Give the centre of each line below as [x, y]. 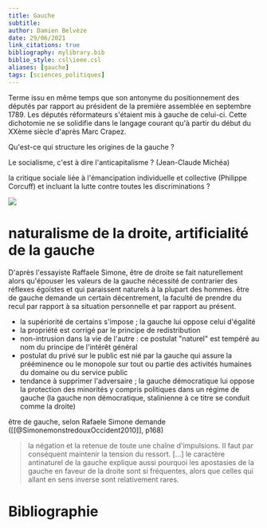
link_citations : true [44, 45]
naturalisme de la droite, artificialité [128, 233]
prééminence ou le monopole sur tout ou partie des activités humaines [136, 364]
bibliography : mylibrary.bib [57, 53]
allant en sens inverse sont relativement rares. [103, 479]
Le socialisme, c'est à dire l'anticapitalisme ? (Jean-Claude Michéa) [119, 162]
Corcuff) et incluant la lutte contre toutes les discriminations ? [109, 186]
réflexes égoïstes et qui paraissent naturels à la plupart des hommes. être [129, 289]
